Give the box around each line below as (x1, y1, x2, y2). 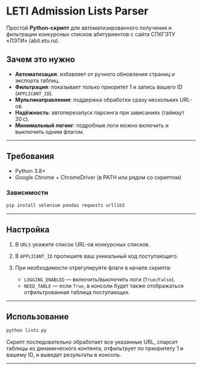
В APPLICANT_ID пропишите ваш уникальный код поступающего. (14, 252, 179, 260)
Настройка (6, 225, 50, 235)
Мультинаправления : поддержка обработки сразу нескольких (14, 96, 179, 103)
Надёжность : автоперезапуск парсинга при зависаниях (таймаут (14, 108, 185, 116)
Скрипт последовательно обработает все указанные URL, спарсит (6, 339, 179, 346)
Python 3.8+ (14, 167, 46, 174)
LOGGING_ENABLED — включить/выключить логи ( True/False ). (23, 275, 176, 283)
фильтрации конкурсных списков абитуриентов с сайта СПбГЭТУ (6, 30, 176, 37)
